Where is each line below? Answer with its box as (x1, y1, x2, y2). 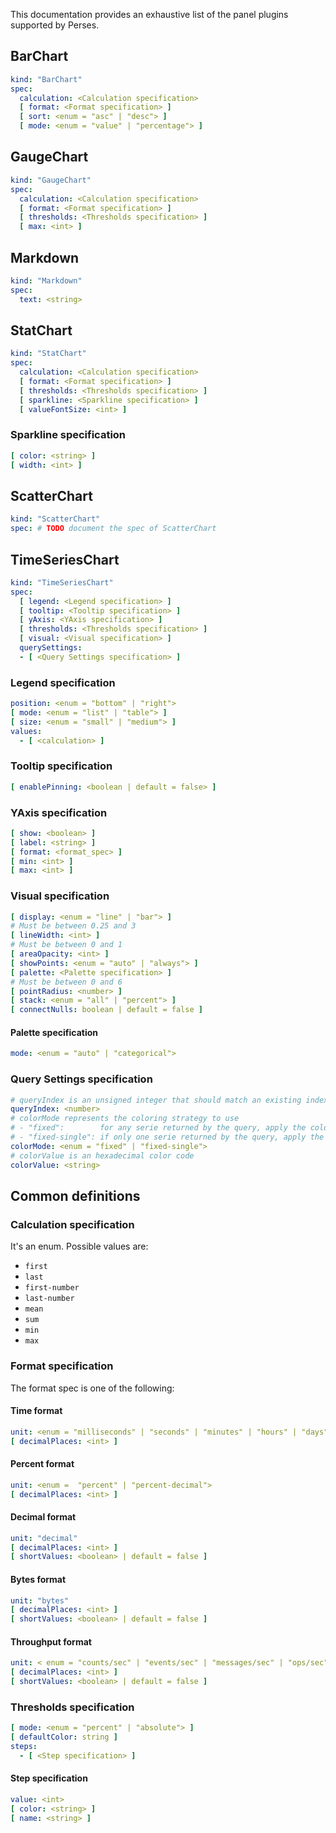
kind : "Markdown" (10, 275, 83, 286)
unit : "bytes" (10, 1595, 70, 1606)
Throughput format (10, 1635, 92, 1648)
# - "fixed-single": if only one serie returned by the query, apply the (10, 1132, 325, 1143)
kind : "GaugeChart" (10, 175, 92, 185)
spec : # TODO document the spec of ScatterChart (10, 524, 217, 534)
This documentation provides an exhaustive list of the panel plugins (10, 9, 289, 20)
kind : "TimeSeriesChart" (10, 577, 114, 588)
